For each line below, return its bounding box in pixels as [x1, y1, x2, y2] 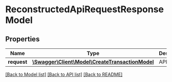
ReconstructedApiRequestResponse [5, 4, 164, 15]
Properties [5, 35, 40, 43]
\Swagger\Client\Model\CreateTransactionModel [32, 59, 154, 65]
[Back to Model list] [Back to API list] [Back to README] [5, 71, 123, 77]
